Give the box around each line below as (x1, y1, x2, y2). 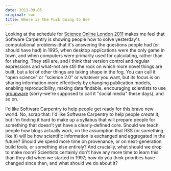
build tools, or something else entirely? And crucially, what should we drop (5, 144, 162, 150)
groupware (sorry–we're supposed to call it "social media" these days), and (5, 90, 164, 97)
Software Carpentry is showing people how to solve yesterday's (5, 36, 140, 42)
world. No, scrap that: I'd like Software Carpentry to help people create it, (5, 111, 160, 117)
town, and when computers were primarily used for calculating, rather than (5, 53, 163, 59)
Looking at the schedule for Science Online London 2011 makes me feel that (5, 31, 165, 37)
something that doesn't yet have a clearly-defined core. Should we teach (5, 122, 159, 128)
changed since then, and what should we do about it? (5, 160, 118, 166)
